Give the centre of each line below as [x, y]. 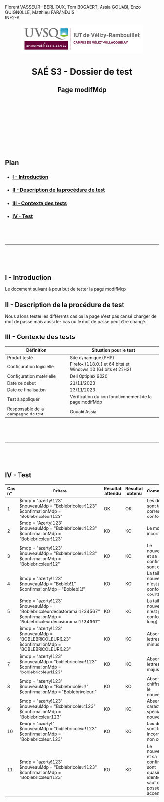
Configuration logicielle [31, 367]
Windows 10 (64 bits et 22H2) [101, 369]
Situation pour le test [113, 350]
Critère [60, 491]
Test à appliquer [23, 399]
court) [153, 594]
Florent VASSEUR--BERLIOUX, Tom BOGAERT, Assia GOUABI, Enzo [73, 7]
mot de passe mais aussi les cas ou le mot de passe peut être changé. [76, 322]
